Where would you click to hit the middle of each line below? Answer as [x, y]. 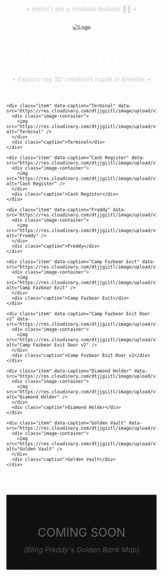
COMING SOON [81, 532]
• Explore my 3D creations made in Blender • [81, 79]
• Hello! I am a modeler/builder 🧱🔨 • [81, 9]
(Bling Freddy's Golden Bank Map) [81, 550]
